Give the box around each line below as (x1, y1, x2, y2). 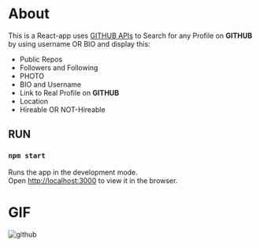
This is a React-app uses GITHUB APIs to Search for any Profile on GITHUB (8, 31, 253, 40)
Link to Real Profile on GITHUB (19, 88, 120, 97)
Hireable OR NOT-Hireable (19, 104, 106, 114)
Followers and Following (19, 62, 98, 72)
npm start (8, 152, 46, 160)
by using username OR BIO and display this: (8, 39, 151, 48)
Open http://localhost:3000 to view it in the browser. (8, 175, 178, 185)
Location (19, 96, 49, 106)
